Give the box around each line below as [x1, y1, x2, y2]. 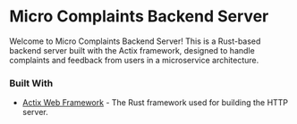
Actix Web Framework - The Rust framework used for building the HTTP [21, 97, 289, 108]
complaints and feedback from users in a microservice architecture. [9, 54, 259, 65]
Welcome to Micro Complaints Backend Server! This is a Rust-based [9, 36, 261, 46]
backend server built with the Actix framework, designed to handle [9, 45, 255, 55]
